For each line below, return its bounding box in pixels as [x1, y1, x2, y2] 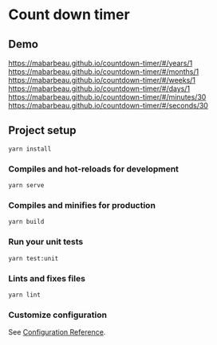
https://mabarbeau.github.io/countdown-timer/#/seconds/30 [8, 101, 209, 110]
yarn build [8, 218, 45, 226]
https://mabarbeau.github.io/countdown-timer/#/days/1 [8, 84, 190, 93]
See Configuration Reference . [8, 327, 106, 337]
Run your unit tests [8, 237, 84, 248]
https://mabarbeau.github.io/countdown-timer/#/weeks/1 [8, 76, 196, 84]
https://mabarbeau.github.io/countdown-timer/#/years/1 [8, 58, 193, 68]
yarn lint [8, 291, 41, 299]
